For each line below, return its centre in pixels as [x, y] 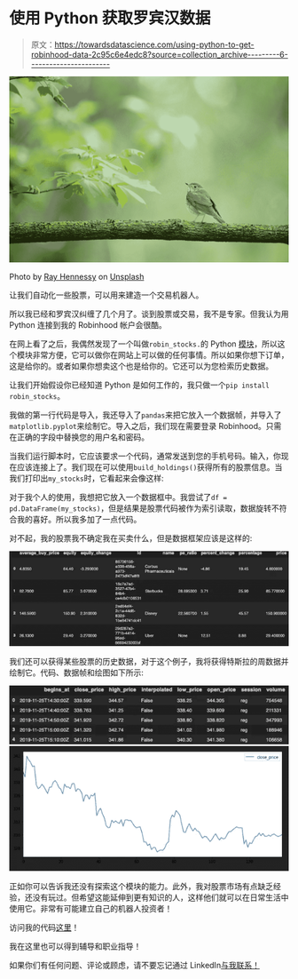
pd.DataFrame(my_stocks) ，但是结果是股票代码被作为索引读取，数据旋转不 [144, 508]
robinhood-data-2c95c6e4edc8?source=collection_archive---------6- [159, 54]
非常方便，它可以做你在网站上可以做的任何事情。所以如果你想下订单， [161, 355]
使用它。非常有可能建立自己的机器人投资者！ [91, 909]
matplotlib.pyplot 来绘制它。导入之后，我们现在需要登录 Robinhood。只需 [145, 426]
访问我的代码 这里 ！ [44, 927]
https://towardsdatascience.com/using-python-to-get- [154, 44]
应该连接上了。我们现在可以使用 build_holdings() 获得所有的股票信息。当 [149, 467]
